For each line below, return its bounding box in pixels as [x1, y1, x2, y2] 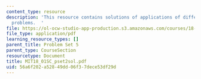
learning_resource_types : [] [6, 36, 79, 42]
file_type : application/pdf [6, 31, 77, 37]
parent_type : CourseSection [6, 48, 77, 53]
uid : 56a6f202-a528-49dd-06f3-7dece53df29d [6, 64, 117, 70]
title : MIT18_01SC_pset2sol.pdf [6, 58, 87, 64]
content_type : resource [6, 8, 66, 15]
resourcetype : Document [6, 53, 66, 59]
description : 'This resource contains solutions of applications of [6, 14, 181, 20]
